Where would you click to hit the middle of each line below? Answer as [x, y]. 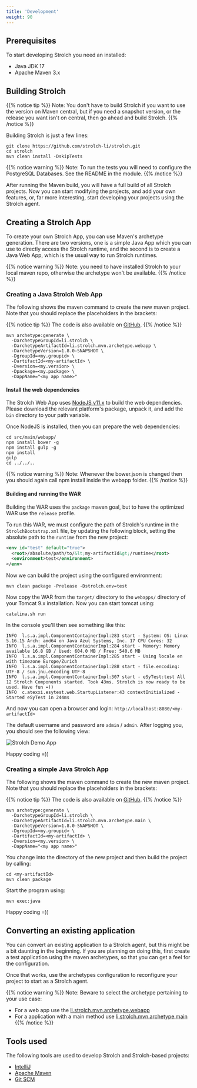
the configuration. [28, 964]
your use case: [24, 999]
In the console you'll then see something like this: [66, 625]
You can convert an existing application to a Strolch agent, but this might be [98, 945]
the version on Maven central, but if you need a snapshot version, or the [94, 112]
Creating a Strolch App [49, 222]
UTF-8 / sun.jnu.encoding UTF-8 [46, 672]
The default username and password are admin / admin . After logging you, [95, 725]
